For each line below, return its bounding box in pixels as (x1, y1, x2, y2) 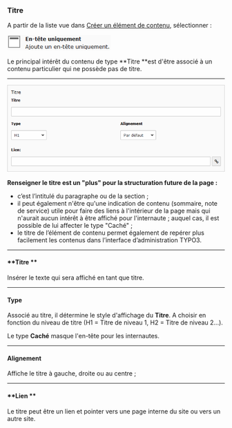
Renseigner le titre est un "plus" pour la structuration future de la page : (7, 178, 217, 186)
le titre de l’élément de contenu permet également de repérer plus (17, 228, 205, 237)
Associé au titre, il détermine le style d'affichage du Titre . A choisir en (7, 311, 206, 320)
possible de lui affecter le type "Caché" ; (17, 221, 133, 229)
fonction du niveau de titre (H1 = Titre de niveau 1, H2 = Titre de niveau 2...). (7, 318, 223, 327)
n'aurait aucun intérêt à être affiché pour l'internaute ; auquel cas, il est (17, 213, 220, 222)
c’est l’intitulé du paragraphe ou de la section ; (17, 192, 149, 200)
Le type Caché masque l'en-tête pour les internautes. (7, 332, 160, 340)
